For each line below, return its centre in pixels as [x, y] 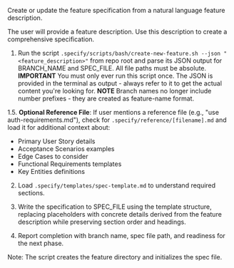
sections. [31, 193]
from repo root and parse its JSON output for [156, 61]
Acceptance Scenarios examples [66, 149]
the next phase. [41, 243]
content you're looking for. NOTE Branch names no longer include [115, 91]
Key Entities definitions [51, 171]
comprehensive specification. [51, 39]
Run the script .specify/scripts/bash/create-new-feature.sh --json [119, 53]
